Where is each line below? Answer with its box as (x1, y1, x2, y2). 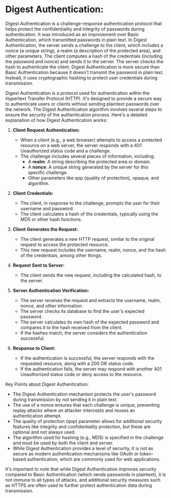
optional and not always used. (12, 429, 76, 435)
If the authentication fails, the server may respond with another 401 (20, 366, 162, 372)
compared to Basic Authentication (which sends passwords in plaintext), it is (5, 471, 166, 478)
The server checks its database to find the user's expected (20, 308, 144, 314)
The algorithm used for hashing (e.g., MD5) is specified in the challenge (12, 434, 164, 440)
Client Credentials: (12, 190, 54, 196)
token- (139, 451, 154, 457)
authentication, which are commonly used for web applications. (27, 456, 161, 462)
